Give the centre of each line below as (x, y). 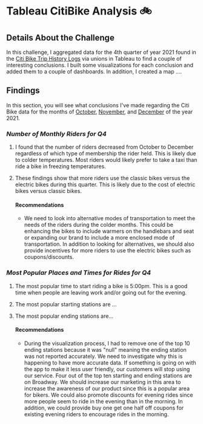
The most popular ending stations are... (64, 316)
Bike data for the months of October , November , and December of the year (100, 112)
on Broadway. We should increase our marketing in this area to (102, 382)
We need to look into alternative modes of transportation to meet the (110, 218)
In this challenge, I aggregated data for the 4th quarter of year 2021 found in (101, 52)
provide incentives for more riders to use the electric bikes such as (108, 251)
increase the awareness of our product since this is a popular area (107, 388)
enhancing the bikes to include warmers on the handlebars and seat (109, 231)
